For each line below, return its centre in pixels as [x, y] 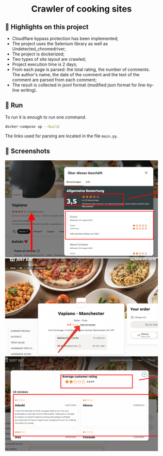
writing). [29, 90]
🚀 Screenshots [28, 151]
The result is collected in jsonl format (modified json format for [74, 85]
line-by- [146, 85]
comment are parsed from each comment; [54, 80]
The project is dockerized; [38, 54]
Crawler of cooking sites [81, 9]
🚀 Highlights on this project [47, 27]
